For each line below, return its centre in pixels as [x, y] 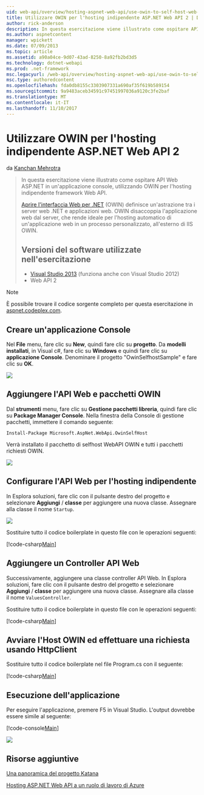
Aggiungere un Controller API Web [73, 563]
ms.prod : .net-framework [38, 69]
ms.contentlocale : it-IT [38, 102]
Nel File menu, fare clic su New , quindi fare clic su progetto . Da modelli [96, 344]
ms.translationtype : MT [36, 97]
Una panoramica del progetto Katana [53, 773]
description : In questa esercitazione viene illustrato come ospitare [97, 29]
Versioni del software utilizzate [81, 249]
